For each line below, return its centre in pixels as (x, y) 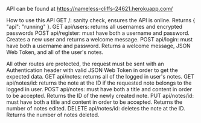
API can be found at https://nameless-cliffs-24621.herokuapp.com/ (90, 9)
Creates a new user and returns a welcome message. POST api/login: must (100, 39)
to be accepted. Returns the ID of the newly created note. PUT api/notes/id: (100, 96)
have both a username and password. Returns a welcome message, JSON (99, 46)
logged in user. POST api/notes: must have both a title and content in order (99, 89)
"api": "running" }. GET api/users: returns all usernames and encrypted (94, 27)
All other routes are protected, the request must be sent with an (85, 64)
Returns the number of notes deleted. (53, 115)
